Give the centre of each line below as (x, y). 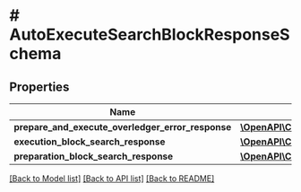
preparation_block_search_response (94, 156)
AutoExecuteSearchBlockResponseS (150, 35)
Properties (39, 87)
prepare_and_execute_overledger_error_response (123, 127)
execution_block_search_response (90, 142)
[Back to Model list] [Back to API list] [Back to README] (112, 179)
